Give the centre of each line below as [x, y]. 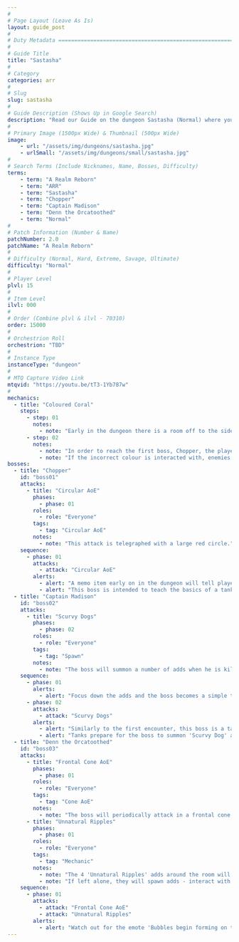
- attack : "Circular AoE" [77, 570]
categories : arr [31, 80]
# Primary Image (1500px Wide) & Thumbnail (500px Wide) [94, 133]
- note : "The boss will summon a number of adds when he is [130, 669]
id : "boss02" [39, 603]
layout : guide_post [36, 27]
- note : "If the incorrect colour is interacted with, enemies [135, 457]
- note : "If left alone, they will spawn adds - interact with [135, 881]
